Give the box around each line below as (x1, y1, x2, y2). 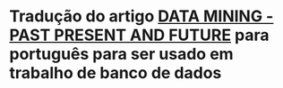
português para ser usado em (9, 44, 235, 64)
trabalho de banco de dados (9, 63, 222, 84)
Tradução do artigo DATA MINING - (9, 6, 274, 27)
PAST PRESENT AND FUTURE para (9, 25, 270, 45)
